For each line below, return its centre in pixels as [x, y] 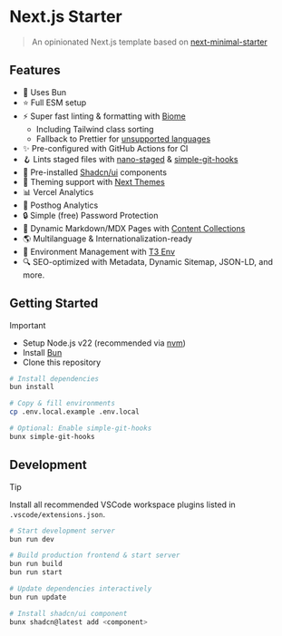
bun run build [36, 564]
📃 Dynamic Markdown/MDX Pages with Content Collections [134, 228]
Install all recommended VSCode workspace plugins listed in [122, 504]
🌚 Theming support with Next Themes [93, 181]
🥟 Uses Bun [44, 92]
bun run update [38, 597]
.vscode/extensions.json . [58, 514]
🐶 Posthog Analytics [60, 205]
